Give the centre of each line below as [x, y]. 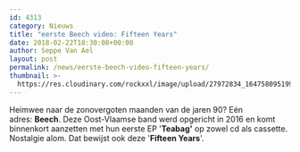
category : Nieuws [42, 26]
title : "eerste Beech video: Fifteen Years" [93, 34]
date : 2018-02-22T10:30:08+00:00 [71, 42]
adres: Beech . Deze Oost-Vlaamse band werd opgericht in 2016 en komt [142, 119]
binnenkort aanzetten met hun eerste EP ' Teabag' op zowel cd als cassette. [149, 128]
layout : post [33, 59]
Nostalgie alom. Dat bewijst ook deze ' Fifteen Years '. [107, 138]
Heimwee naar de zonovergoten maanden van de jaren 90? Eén [126, 109]
